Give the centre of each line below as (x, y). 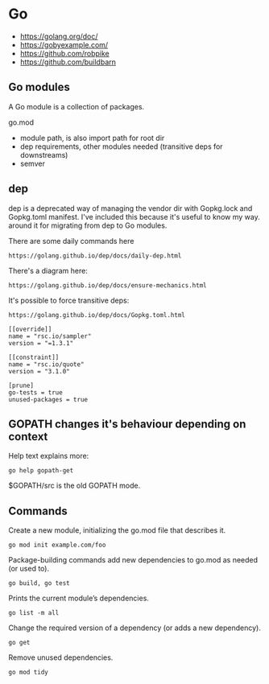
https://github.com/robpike (65, 53)
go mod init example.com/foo (57, 545)
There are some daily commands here (71, 241)
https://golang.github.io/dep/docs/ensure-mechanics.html (108, 285)
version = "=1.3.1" (41, 343)
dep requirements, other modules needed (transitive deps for (121, 146)
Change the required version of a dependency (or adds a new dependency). (135, 628)
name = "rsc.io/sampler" (50, 336)
